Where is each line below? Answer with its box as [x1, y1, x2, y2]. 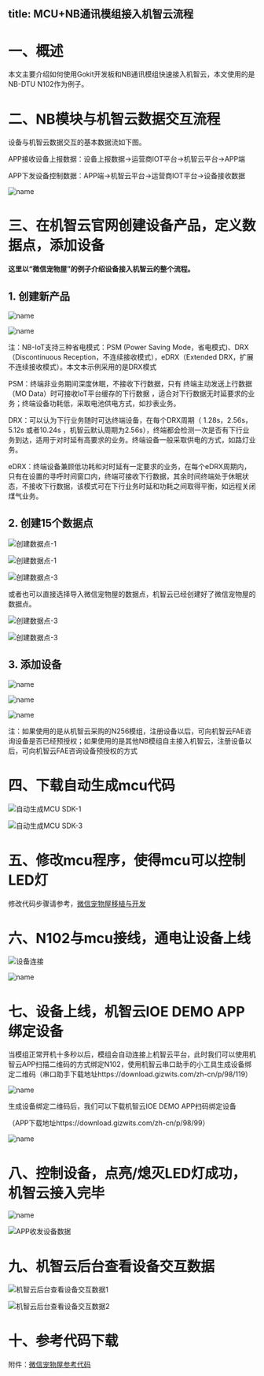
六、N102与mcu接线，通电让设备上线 [8, 929, 251, 947]
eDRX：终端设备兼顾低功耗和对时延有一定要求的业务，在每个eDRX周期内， [8, 462, 251, 472]
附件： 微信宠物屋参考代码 [8, 1359, 91, 1370]
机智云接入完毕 [8, 1184, 105, 1202]
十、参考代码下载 [8, 1332, 119, 1350]
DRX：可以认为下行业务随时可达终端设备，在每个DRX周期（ [8, 416, 202, 425]
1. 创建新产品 [8, 289, 71, 303]
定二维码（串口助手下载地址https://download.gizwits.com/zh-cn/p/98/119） [8, 1069, 253, 1079]
